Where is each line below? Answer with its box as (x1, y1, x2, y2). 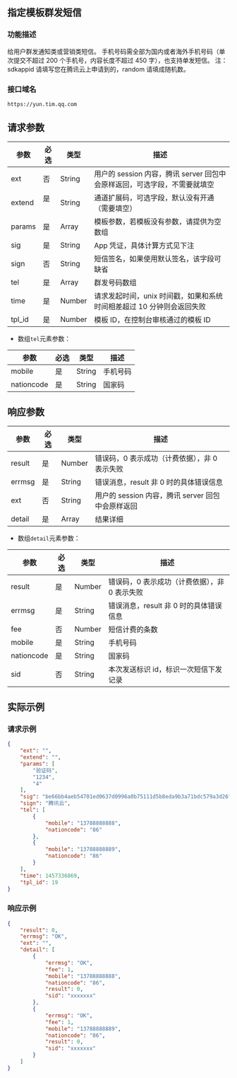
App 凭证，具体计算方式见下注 (94, 240, 195, 250)
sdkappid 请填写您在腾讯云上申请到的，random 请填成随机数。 (7, 64, 190, 73)
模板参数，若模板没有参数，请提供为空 (94, 217, 221, 227)
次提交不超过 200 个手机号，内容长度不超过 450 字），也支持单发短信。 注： (7, 56, 228, 64)
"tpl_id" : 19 (20, 878, 59, 886)
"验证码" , (32, 767, 59, 774)
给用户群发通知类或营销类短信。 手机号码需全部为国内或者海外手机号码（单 (7, 47, 226, 55)
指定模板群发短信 (7, 6, 82, 19)
